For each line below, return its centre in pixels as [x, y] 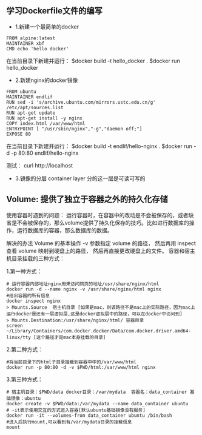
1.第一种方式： [24, 271]
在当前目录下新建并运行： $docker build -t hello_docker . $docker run [93, 61]
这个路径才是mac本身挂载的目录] [71, 337]
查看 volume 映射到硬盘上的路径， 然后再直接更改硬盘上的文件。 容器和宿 [98, 251]
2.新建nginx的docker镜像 [46, 80]
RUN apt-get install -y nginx [45, 118]
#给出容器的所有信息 [28, 295]
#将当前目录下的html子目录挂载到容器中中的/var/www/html [71, 362]
